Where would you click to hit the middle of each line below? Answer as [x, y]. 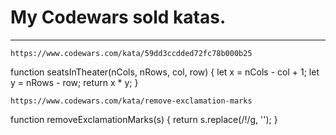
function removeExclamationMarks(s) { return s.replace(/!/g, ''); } [144, 119]
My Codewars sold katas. [118, 17]
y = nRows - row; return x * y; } [74, 82]
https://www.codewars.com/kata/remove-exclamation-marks [131, 101]
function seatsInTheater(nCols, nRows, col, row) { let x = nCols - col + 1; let [165, 72]
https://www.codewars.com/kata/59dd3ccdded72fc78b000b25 [131, 53]
